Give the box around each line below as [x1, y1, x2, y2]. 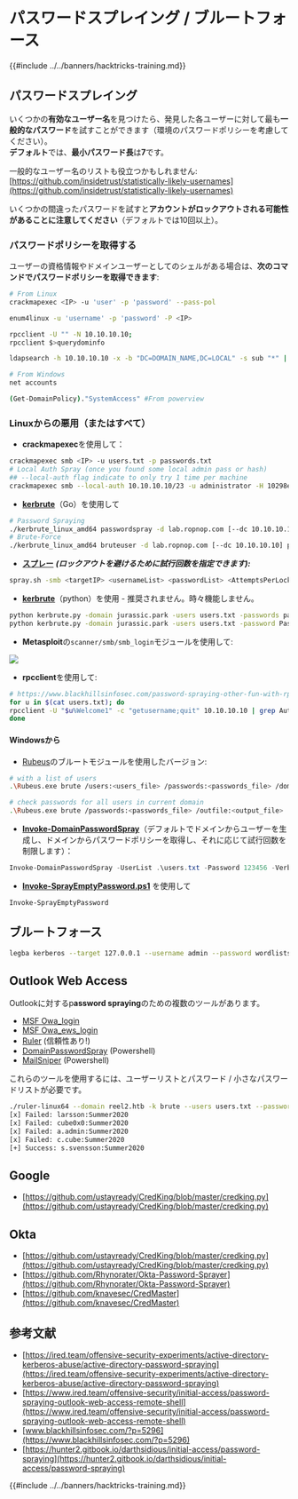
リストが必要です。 [16, 1084, 87, 1095]
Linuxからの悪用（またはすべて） [9, 416, 151, 429]
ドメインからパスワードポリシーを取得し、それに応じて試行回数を [45, 835, 286, 845]
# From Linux [9, 289, 58, 298]
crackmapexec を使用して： [21, 439, 125, 449]
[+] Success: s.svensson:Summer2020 [9, 1143, 145, 1153]
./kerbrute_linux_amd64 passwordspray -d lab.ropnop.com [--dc [9, 525, 248, 534]
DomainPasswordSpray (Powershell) [21, 1045, 156, 1057]
